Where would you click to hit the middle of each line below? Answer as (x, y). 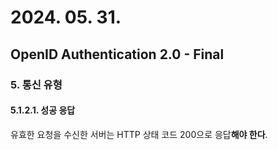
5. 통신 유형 (36, 84)
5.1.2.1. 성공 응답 (43, 110)
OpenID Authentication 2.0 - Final (117, 54)
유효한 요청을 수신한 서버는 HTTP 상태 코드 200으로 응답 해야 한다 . (139, 134)
